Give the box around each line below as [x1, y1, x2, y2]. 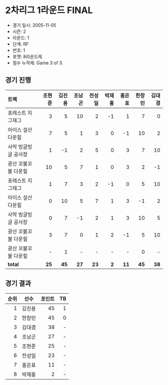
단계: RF [12, 41, 29, 47]
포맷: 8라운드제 [12, 53, 42, 59]
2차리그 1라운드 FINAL [5, 5, 93, 16]
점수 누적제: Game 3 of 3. [12, 60, 63, 66]
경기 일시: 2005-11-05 [12, 22, 56, 28]
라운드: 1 [12, 35, 29, 41]
